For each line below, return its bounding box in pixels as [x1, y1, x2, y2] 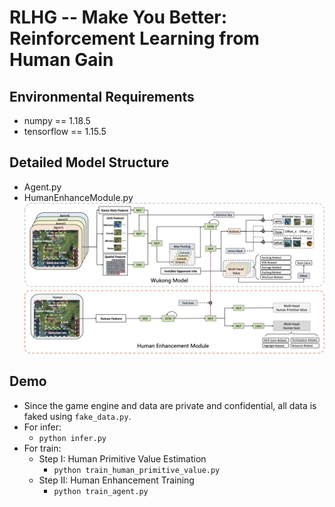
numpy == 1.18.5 [23, 115, 91, 126]
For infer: [23, 421, 62, 433]
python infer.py [38, 433, 107, 443]
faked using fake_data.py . [23, 410, 132, 422]
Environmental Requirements [9, 88, 195, 105]
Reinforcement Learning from [9, 27, 260, 50]
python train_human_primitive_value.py [53, 465, 221, 475]
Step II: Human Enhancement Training [38, 474, 195, 486]
